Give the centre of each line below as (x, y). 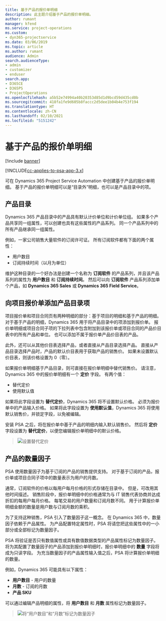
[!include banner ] (23, 161)
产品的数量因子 (28, 458)
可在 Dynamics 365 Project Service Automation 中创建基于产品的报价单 (78, 181)
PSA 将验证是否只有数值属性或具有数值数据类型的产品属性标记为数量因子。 (82, 540)
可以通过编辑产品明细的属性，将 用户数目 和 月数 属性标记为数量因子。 (77, 603)
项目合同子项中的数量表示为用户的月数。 (59, 478)
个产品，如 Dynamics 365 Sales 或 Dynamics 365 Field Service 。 (73, 286)
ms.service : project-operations (38, 28)
